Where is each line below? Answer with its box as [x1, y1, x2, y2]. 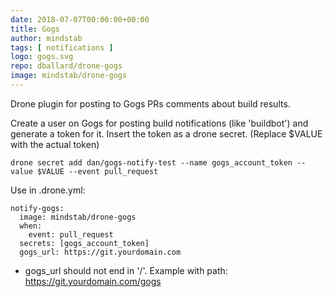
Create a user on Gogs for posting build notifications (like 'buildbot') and [10, 117, 309, 129]
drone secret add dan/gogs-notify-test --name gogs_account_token [10, 157, 293, 168]
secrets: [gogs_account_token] [19, 238, 150, 248]
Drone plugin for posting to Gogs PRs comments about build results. [10, 97, 291, 110]
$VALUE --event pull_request [36, 166, 159, 176]
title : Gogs [10, 24, 60, 34]
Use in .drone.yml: [10, 184, 86, 196]
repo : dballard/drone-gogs [10, 61, 123, 71]
